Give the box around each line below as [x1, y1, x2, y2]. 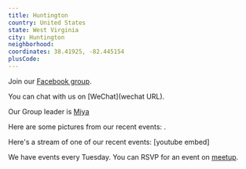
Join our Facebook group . [8, 76, 92, 86]
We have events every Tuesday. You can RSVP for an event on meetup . [8, 152, 239, 161]
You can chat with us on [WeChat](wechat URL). [8, 92, 165, 101]
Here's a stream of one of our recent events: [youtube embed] [8, 137, 210, 146]
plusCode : [8, 56, 41, 63]
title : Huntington [8, 11, 68, 20]
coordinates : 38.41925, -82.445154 [8, 48, 125, 56]
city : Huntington [8, 33, 65, 41]
